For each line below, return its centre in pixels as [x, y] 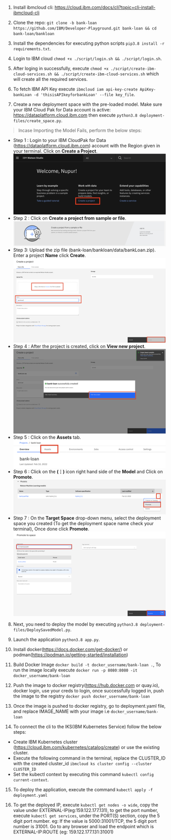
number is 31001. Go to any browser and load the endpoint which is [83, 826]
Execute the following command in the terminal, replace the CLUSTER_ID [89, 758]
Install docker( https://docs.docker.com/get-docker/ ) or [71, 649]
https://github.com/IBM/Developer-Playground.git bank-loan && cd [85, 28]
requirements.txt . [32, 49]
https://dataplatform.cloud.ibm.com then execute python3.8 [75, 115]
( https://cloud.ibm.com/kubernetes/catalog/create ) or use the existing [86, 747]
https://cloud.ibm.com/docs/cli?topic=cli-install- [105, 7]
